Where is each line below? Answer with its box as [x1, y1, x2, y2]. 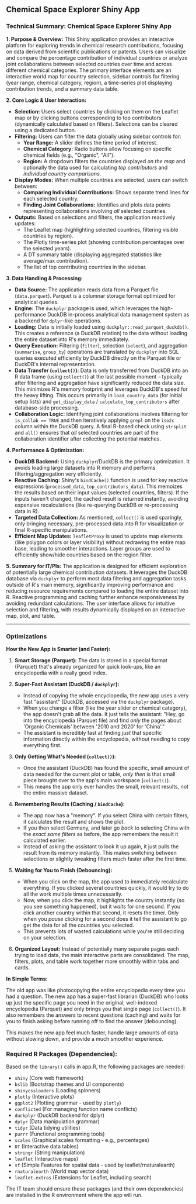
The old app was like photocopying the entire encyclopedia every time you [6, 986, 185, 993]
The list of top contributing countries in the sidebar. [23, 263, 147, 270]
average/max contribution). [23, 257, 89, 264]
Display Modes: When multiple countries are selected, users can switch [14, 176, 188, 183]
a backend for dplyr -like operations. [14, 317, 102, 324]
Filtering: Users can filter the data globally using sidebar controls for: [14, 133, 182, 140]
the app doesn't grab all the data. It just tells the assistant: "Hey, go [23, 710, 185, 717]
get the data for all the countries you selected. [23, 921, 134, 928]
